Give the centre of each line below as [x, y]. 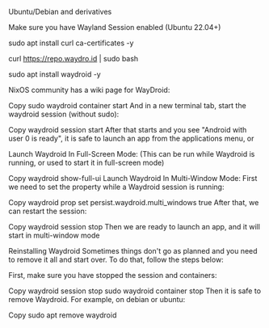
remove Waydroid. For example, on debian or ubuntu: [97, 299]
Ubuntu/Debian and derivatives [60, 12]
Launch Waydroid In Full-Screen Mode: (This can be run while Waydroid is [132, 154]
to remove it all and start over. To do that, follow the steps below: [116, 259]
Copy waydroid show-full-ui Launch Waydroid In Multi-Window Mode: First [133, 178]
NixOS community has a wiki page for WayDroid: [89, 90]
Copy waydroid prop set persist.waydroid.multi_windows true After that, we [134, 202]
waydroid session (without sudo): [64, 114]
